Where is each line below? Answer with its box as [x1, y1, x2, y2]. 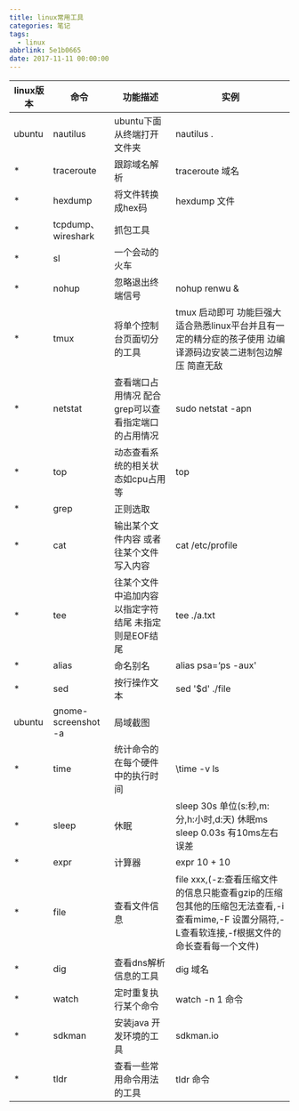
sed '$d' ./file [175, 682, 231, 695]
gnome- [53, 704, 89, 717]
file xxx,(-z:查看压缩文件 [175, 874, 279, 885]
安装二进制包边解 [211, 346, 283, 358]
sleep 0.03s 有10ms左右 [175, 826, 279, 839]
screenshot [53, 716, 101, 728]
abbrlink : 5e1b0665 [9, 46, 82, 55]
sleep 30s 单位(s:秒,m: [175, 800, 270, 812]
